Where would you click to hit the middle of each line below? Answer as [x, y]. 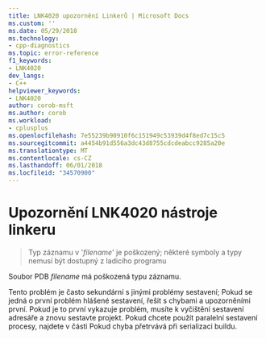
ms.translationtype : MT [48, 151]
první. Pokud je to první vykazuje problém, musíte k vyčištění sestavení [126, 309]
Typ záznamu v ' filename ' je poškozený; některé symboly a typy [135, 252]
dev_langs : [27, 76]
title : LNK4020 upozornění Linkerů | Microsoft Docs [99, 16]
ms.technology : [34, 38]
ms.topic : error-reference [54, 53]
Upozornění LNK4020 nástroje [113, 213]
